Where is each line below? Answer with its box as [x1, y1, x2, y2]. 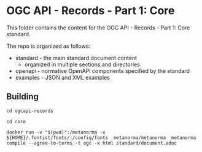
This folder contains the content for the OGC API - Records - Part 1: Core [6, 24, 190, 31]
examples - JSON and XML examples [15, 74, 111, 81]
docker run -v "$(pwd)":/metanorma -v [6, 129, 106, 135]
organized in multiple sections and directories [24, 61, 140, 68]
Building [6, 91, 39, 102]
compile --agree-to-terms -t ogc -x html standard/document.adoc [6, 140, 177, 146]
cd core [6, 118, 26, 124]
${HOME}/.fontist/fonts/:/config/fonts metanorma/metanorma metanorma [6, 134, 196, 141]
